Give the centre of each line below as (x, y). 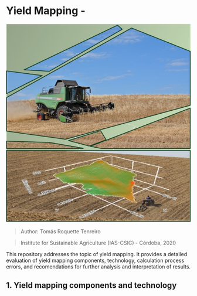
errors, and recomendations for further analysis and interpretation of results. (98, 267)
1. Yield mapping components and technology (91, 285)
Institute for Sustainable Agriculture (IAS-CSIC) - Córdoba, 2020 (98, 243)
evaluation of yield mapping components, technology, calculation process (95, 261)
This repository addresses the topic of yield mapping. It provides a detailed (97, 254)
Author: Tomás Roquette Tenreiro (60, 232)
